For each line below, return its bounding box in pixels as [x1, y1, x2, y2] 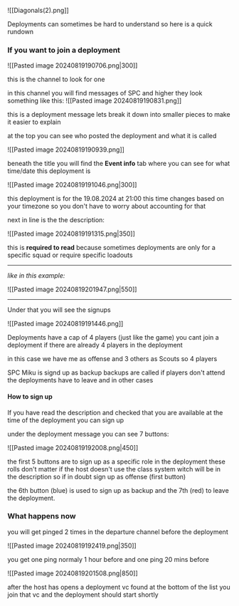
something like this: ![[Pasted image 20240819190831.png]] [7, 96, 182, 105]
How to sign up [7, 392, 53, 401]
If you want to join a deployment [7, 45, 121, 55]
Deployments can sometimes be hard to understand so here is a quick [7, 20, 213, 28]
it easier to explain [7, 117, 61, 127]
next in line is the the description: [7, 216, 105, 224]
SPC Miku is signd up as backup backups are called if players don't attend [7, 368, 225, 377]
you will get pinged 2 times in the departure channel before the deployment [7, 527, 229, 536]
